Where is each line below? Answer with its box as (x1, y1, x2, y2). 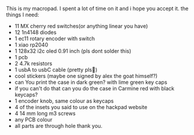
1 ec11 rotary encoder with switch (14, 35, 95, 42)
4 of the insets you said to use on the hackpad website (14, 104, 148, 110)
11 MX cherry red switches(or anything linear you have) (14, 23, 148, 29)
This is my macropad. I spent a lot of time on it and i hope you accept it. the (6, 5, 189, 12)
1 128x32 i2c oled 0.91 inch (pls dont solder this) (14, 48, 132, 55)
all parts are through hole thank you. (14, 123, 103, 129)
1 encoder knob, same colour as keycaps (14, 97, 114, 104)
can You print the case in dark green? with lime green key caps (14, 79, 168, 86)
